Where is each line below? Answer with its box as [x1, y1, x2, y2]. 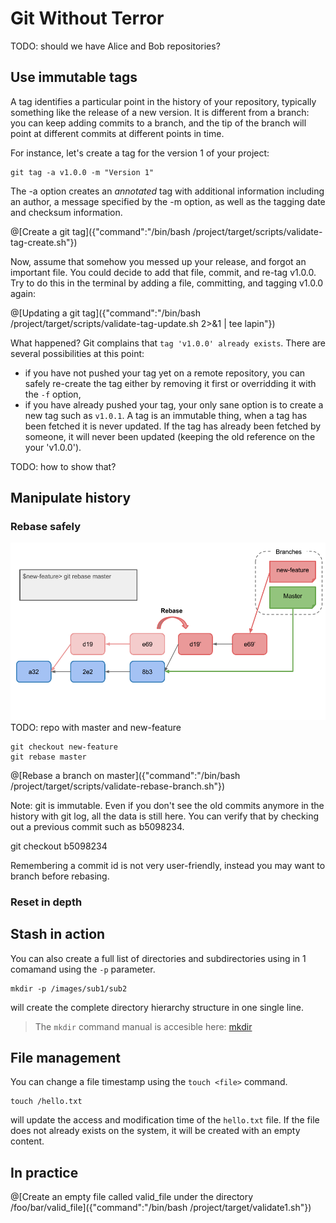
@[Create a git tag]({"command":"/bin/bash [10, 225, 191, 237]
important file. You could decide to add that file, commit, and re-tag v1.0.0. [10, 266, 317, 278]
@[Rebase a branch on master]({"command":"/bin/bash [10, 769, 241, 781]
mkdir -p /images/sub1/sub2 [10, 983, 128, 994]
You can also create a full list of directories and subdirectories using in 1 [10, 952, 307, 964]
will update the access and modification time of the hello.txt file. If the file [10, 1114, 320, 1126]
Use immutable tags [10, 69, 138, 86]
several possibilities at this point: [10, 347, 145, 359]
